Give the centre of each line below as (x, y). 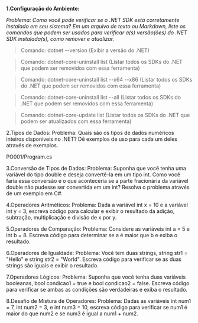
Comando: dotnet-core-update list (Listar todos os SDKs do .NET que (105, 115)
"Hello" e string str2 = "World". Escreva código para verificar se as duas (94, 259)
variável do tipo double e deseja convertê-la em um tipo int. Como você (93, 175)
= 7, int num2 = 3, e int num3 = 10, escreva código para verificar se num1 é (97, 307)
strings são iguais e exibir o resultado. (52, 265)
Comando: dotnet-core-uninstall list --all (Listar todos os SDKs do (101, 97)
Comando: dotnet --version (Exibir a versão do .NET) (85, 50)
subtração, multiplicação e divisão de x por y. (61, 217)
